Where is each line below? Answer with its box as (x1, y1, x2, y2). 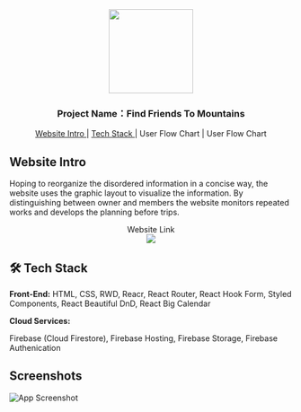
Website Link (127, 224, 175, 235)
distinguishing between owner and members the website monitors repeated (9, 197, 289, 208)
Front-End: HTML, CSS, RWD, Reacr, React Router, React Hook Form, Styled (9, 288, 292, 299)
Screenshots (9, 368, 83, 384)
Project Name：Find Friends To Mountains (57, 107, 245, 119)
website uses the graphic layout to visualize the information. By (9, 188, 244, 198)
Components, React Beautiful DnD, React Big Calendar (9, 298, 211, 309)
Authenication (9, 342, 61, 353)
